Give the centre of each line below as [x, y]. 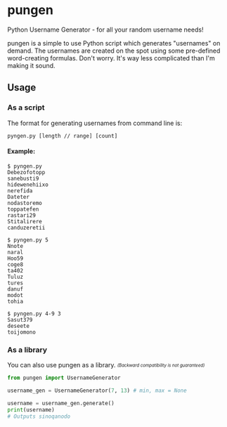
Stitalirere [25, 221]
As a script [26, 107]
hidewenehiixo [28, 185]
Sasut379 [20, 320]
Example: [21, 151]
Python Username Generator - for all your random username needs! [105, 29]
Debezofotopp [26, 172]
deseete [19, 326]
